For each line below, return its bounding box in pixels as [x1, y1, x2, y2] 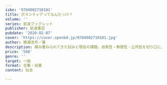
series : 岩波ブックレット [5, 21, 54, 26]
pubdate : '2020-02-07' [5, 30, 53, 35]
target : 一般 [5, 58, 31, 63]
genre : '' [5, 53, 26, 59]
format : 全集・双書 [5, 63, 42, 68]
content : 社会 [5, 68, 34, 73]
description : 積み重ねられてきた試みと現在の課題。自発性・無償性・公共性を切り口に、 [5, 44, 165, 49]
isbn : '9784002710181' [5, 7, 53, 12]
